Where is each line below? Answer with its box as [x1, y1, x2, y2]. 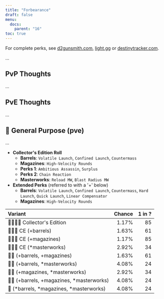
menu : [5, 17, 17, 22]
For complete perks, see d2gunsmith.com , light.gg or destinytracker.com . [5, 45, 159, 51]
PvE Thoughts [5, 98, 51, 107]
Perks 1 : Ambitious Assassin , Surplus [20, 166, 98, 172]
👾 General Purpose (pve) [5, 126, 85, 135]
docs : [10, 21, 22, 27]
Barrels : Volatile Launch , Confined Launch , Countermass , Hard [20, 187, 149, 194]
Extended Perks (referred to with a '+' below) [12, 182, 109, 188]
